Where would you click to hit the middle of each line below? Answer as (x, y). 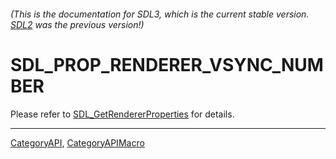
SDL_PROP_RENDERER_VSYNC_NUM (167, 64)
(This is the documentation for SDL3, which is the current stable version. (160, 14)
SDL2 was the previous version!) (77, 24)
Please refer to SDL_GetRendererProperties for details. (122, 114)
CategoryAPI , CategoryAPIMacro (77, 142)
